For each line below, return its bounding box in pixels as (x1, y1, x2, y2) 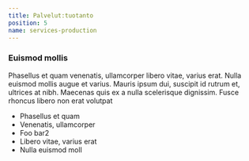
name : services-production (8, 26, 97, 34)
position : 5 (8, 19, 47, 27)
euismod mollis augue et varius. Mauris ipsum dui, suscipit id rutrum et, (8, 79, 240, 88)
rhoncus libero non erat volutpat (8, 96, 113, 105)
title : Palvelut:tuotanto (8, 11, 93, 20)
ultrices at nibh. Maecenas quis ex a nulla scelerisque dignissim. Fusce (8, 87, 240, 97)
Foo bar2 (19, 128, 50, 137)
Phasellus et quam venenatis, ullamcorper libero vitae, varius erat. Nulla (8, 71, 242, 80)
